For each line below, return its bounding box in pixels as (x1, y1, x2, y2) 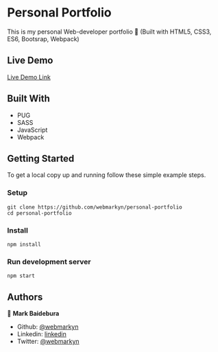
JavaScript (16, 126, 48, 134)
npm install (7, 241, 41, 248)
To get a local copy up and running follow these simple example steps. (7, 171, 206, 179)
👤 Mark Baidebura (7, 309, 60, 318)
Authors (7, 291, 43, 303)
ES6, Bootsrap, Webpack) (7, 34, 80, 43)
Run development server (7, 257, 91, 266)
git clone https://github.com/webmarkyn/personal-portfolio (7, 204, 183, 211)
